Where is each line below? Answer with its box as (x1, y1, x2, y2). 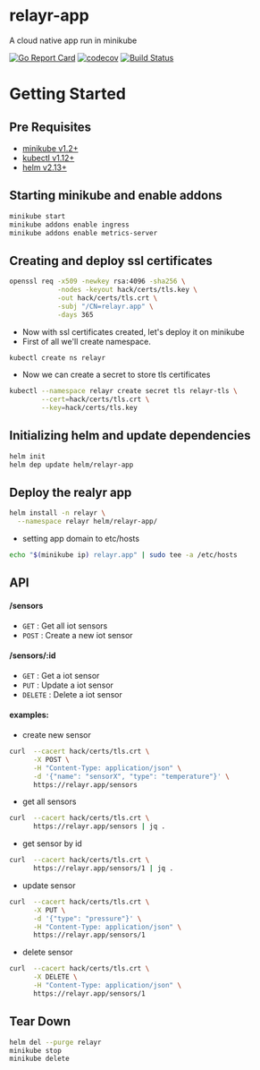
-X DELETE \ (32, 972, 78, 981)
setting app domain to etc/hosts (21, 534, 140, 544)
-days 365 (56, 310, 94, 319)
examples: (9, 709, 49, 721)
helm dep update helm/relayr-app (9, 460, 134, 469)
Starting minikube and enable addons (9, 188, 223, 203)
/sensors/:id (9, 650, 56, 661)
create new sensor (21, 730, 91, 740)
